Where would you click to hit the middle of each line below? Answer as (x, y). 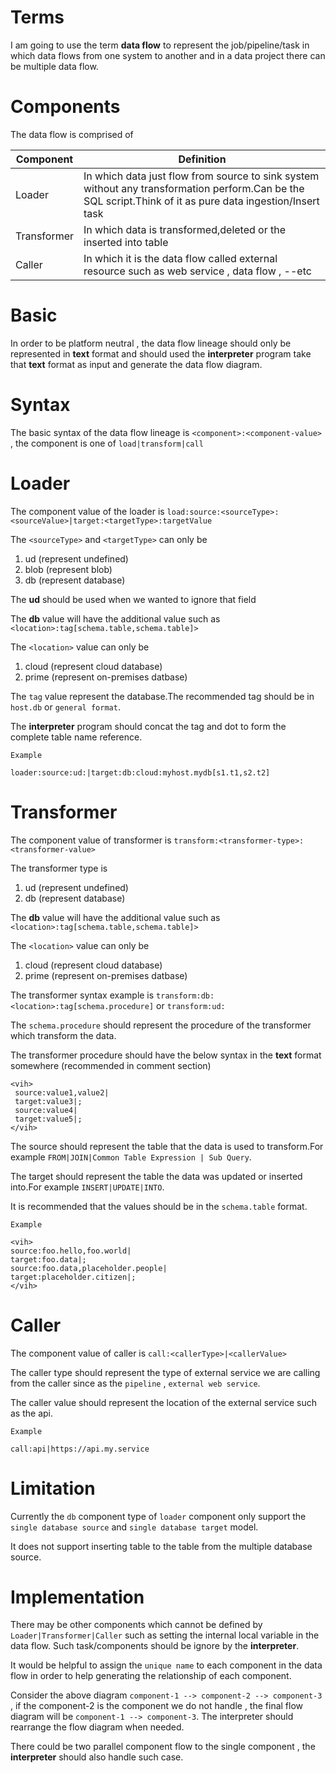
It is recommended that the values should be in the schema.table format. (159, 1206)
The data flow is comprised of (72, 134)
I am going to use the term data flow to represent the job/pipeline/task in (160, 45)
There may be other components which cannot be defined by (136, 1625)
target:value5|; (48, 1119)
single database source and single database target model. (134, 1527)
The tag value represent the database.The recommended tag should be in (162, 696)
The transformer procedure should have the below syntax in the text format (166, 1055)
